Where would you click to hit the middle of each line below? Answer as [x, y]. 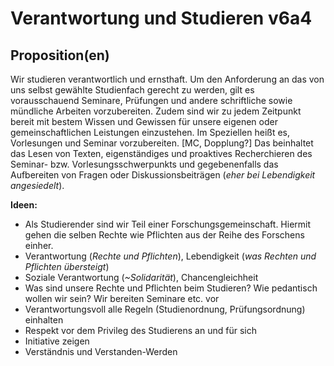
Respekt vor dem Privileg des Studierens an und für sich [140, 330]
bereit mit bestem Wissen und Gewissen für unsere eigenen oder [144, 121]
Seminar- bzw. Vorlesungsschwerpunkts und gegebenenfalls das [144, 164]
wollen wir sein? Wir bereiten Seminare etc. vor [122, 298]
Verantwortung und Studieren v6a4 [161, 18]
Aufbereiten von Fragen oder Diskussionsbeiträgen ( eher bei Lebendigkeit [163, 175]
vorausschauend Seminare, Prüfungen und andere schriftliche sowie [151, 100]
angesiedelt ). [37, 185]
